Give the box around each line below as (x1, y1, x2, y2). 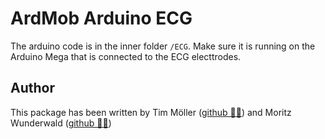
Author (10, 80, 55, 97)
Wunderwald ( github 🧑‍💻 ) (10, 117, 112, 129)
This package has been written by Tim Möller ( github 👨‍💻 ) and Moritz (10, 106, 292, 118)
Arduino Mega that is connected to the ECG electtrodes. (10, 50, 242, 62)
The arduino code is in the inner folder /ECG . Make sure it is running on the (10, 40, 316, 52)
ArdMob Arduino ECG (10, 7, 193, 30)
